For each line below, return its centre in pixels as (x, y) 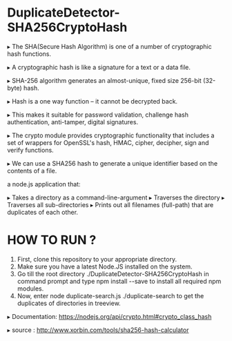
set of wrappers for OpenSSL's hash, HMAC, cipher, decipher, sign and (108, 142)
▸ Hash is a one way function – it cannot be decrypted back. (93, 101)
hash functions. (29, 54)
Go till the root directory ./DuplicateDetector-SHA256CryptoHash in (113, 273)
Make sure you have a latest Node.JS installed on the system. (105, 266)
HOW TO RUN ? (52, 240)
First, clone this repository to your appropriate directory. (97, 259)
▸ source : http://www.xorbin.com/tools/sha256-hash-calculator (98, 330)
